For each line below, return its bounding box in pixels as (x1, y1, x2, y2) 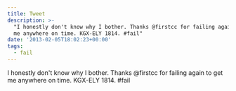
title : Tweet (7, 10, 46, 17)
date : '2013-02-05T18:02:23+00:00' (7, 36, 112, 43)
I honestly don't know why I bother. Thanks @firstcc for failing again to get (7, 68, 223, 77)
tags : (7, 43, 23, 50)
